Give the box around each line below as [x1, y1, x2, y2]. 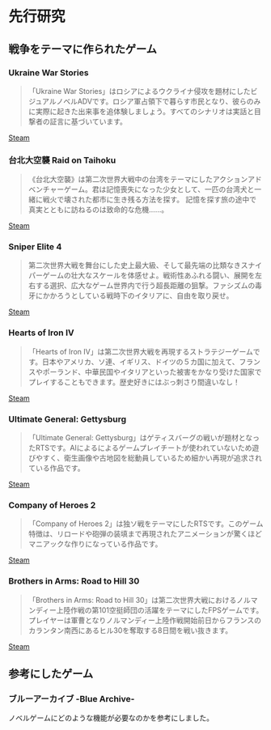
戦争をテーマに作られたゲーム [8, 42, 158, 56]
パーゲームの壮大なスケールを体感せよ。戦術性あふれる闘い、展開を [28, 270, 256, 280]
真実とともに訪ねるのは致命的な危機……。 [28, 205, 168, 214]
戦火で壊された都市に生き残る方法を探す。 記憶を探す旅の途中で [42, 195, 257, 205]
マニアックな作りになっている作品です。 [28, 539, 163, 549]
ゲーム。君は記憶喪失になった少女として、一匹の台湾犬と [63, 185, 255, 194]
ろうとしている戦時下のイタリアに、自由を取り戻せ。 [56, 291, 234, 300]
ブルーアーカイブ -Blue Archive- [8, 693, 135, 704]
